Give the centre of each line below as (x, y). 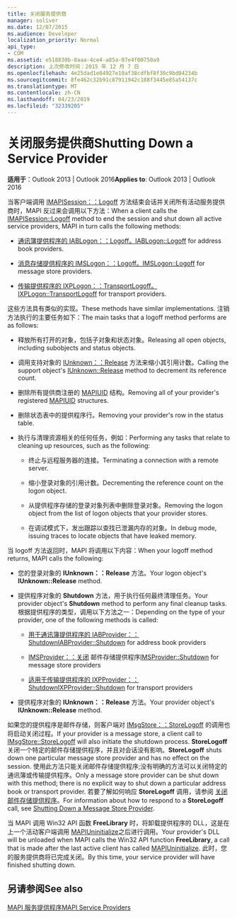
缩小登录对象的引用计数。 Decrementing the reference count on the (126, 483)
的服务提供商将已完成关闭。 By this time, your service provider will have (111, 856)
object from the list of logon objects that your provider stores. (118, 513)
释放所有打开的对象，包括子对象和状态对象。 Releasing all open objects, (122, 340)
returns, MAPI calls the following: (56, 558)
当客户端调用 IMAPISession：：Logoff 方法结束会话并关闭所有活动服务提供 (116, 202)
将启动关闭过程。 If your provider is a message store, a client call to (105, 733)
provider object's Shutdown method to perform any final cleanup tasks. (122, 603)
